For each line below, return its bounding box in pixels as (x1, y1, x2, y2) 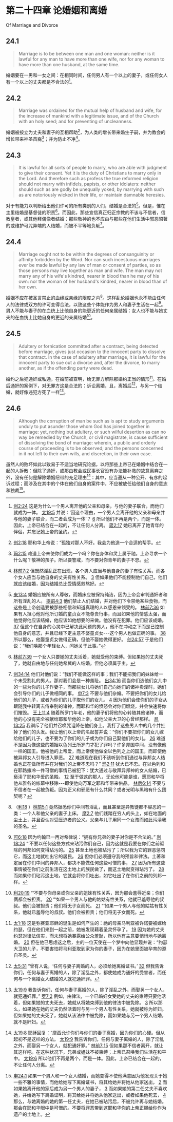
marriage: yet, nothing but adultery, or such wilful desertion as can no (18, 429, 166, 435)
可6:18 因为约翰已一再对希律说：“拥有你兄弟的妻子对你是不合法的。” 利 (13, 834, 162, 840)
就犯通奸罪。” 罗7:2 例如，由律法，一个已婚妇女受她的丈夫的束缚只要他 (13, 993, 162, 999)
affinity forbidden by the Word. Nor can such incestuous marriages (18, 257, 161, 263)
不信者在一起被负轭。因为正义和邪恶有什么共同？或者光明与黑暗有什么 (13, 786, 162, 792)
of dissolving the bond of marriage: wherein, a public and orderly (18, 439, 156, 446)
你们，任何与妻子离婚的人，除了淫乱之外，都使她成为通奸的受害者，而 (13, 970, 162, 975)
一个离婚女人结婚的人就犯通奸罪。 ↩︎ (22, 976, 100, 982)
